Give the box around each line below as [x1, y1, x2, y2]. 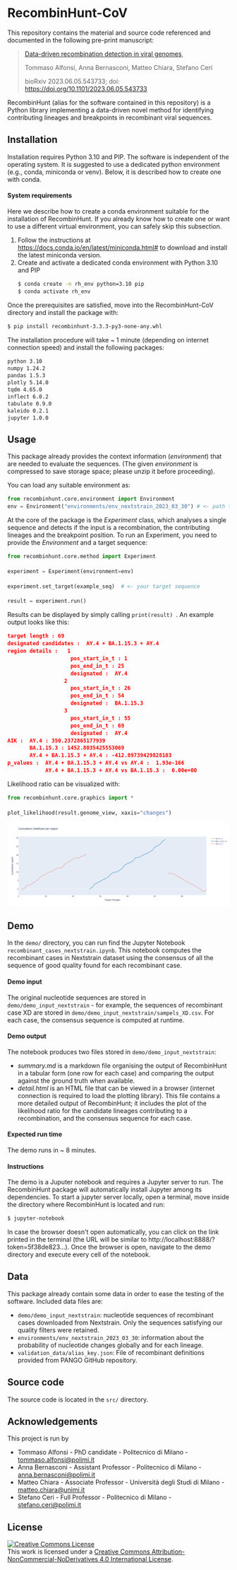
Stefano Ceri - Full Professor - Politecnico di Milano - [17, 1493, 172, 1501]
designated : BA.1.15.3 [70, 700, 143, 707]
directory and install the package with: [7, 308, 119, 316]
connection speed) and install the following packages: [7, 343, 164, 352]
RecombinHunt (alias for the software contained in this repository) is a [7, 98, 211, 107]
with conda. [7, 175, 42, 183]
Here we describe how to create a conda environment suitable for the [7, 207, 209, 215]
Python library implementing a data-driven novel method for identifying [7, 105, 214, 114]
